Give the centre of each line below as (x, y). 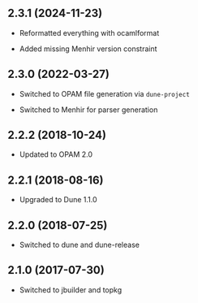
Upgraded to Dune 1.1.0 (58, 200)
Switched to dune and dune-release (79, 245)
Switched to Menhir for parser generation (88, 110)
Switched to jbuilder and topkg (71, 290)
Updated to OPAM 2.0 (56, 154)
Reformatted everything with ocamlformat (89, 32)
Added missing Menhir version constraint (88, 49)
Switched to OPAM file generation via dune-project (104, 93)
